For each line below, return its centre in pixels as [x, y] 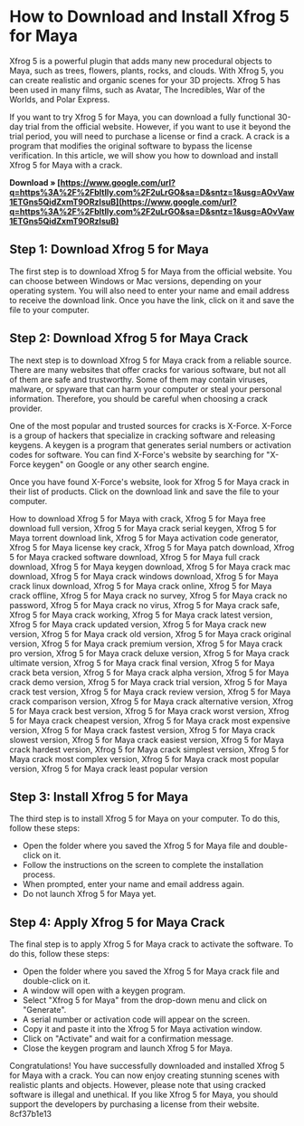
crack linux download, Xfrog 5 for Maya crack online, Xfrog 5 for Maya [141, 586]
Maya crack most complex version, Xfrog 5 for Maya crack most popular [144, 759]
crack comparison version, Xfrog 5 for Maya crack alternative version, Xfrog [152, 701]
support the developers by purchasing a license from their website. [134, 1104]
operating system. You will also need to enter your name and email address [149, 291]
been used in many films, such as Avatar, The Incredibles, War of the [137, 90]
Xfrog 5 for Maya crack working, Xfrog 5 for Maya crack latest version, [141, 615]
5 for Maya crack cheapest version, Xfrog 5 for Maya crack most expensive [150, 720]
